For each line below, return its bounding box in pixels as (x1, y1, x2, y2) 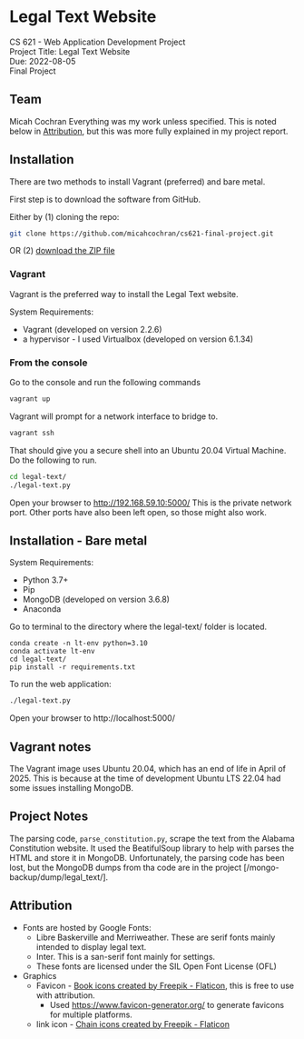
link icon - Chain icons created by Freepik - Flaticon (35, 1018, 230, 1029)
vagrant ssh (9, 428, 54, 437)
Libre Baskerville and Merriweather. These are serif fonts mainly (35, 932, 276, 943)
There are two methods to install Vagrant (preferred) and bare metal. (9, 175, 266, 187)
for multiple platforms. (49, 1009, 133, 1020)
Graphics (22, 970, 57, 981)
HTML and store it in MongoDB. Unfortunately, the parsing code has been (9, 852, 285, 863)
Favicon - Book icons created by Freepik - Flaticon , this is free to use (35, 980, 295, 991)
